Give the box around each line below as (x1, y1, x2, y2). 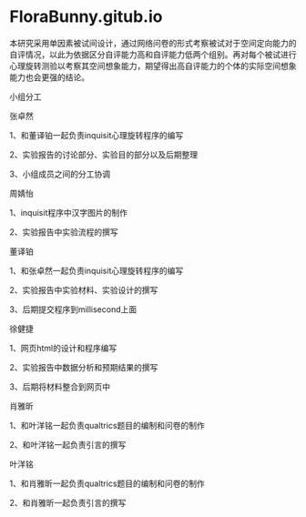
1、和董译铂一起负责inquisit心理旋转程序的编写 (9, 129, 184, 140)
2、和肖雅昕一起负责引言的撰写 (9, 497, 127, 508)
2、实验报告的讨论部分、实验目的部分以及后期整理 (9, 148, 199, 160)
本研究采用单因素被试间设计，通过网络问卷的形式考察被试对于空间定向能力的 (9, 37, 297, 48)
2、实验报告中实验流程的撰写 (9, 226, 118, 238)
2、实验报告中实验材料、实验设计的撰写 (9, 284, 158, 295)
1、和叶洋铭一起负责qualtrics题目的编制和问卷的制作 (9, 420, 205, 431)
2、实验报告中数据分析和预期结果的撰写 (9, 361, 158, 372)
